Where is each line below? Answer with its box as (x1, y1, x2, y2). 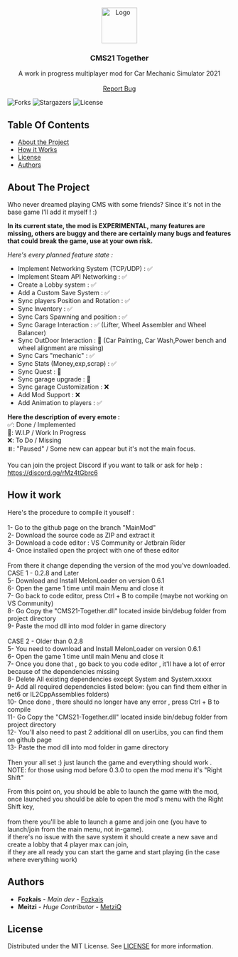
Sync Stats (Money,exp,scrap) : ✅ (17, 359, 117, 367)
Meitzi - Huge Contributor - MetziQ (17, 902, 122, 911)
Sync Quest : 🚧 (17, 367, 62, 376)
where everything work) (7, 855, 78, 864)
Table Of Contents (7, 118, 90, 131)
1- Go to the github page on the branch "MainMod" (7, 523, 156, 531)
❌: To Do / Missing (7, 436, 62, 444)
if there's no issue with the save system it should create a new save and (7, 832, 218, 841)
